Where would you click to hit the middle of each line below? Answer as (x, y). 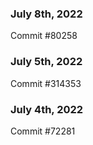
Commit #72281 (43, 131)
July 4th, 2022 (47, 109)
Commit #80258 (44, 36)
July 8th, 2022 (46, 14)
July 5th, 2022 (46, 62)
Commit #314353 (46, 83)
